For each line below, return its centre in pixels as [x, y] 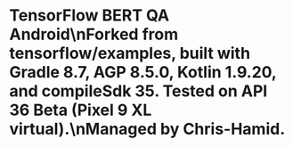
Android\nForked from [94, 34]
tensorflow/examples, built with [130, 53]
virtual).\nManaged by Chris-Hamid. [147, 129]
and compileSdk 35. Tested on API [138, 91]
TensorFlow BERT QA [90, 16]
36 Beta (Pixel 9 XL [81, 110]
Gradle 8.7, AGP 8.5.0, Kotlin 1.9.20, [143, 73]
